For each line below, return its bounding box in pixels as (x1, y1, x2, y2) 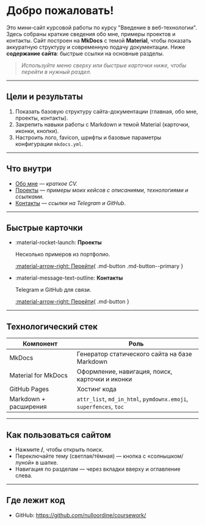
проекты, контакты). (15, 114, 68, 121)
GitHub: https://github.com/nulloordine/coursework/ (15, 511, 146, 519)
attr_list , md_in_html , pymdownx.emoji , (76, 395, 189, 404)
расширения (9, 402, 47, 411)
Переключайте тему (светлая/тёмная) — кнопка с (15, 452, 146, 460)
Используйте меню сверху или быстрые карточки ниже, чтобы (21, 62, 187, 69)
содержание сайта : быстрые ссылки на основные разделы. (6, 49, 164, 57)
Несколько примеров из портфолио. (15, 251, 110, 258)
